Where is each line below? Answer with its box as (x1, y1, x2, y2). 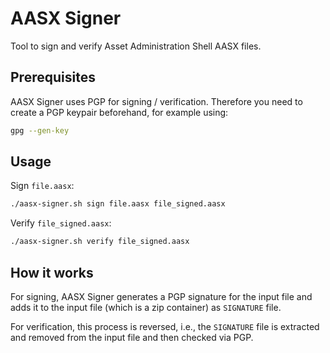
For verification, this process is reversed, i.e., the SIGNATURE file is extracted (10, 321, 320, 332)
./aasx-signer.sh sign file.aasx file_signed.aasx (10, 199, 226, 209)
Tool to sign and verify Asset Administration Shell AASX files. (10, 40, 262, 52)
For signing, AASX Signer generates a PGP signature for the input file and (10, 291, 313, 302)
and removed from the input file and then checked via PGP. (10, 332, 254, 343)
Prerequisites (10, 69, 96, 86)
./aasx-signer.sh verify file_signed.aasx (10, 237, 190, 247)
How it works (10, 264, 94, 281)
